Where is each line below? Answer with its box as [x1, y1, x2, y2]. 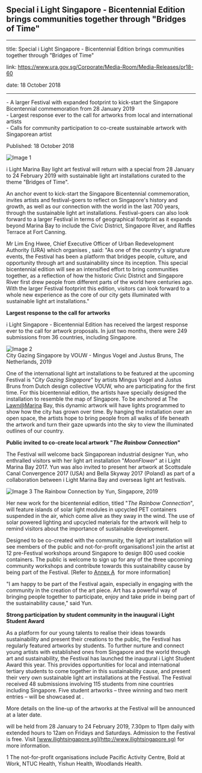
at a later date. [6, 711, 42, 718]
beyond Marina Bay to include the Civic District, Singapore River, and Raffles [6, 222, 195, 229]
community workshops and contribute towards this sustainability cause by [6, 562, 191, 569]
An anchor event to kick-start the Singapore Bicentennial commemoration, [6, 189, 190, 197]
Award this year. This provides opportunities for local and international [6, 661, 180, 668]
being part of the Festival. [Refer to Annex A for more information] [6, 568, 171, 576]
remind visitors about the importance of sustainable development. [6, 525, 170, 532]
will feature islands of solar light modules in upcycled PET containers [6, 505, 177, 513]
